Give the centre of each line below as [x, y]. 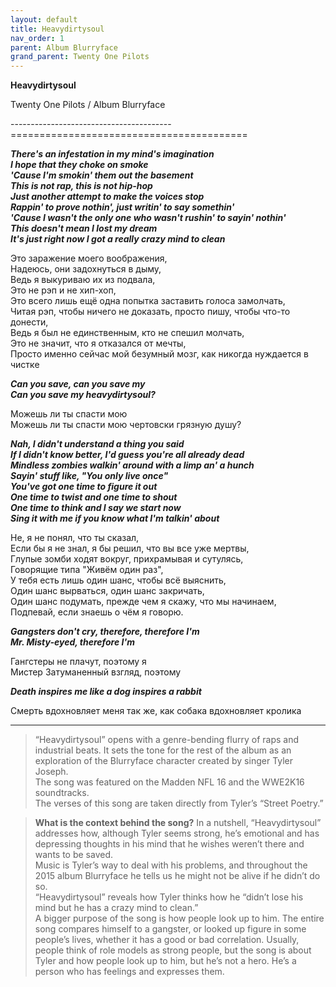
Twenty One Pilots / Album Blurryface [88, 105]
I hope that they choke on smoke [79, 165]
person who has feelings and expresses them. [129, 972]
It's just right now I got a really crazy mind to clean [118, 239]
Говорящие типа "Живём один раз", [87, 570]
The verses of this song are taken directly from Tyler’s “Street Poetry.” [179, 803]
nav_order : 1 [37, 38]
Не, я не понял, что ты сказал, [75, 538]
